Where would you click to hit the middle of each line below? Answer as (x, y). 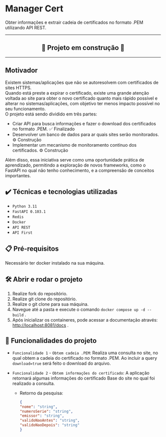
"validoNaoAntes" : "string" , (50, 421)
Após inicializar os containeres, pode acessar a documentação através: (85, 320)
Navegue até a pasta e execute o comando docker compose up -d (79, 309)
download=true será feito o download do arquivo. (62, 363)
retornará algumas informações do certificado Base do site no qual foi (83, 378)
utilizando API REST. (26, 27)
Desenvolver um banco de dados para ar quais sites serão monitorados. (85, 134)
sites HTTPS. (19, 88)
